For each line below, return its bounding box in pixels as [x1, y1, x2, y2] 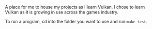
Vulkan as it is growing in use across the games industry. [5, 9, 119, 15]
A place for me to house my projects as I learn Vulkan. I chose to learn [5, 4, 145, 10]
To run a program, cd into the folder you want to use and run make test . [5, 19, 148, 24]
